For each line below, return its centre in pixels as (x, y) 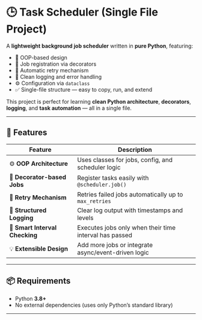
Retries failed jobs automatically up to (130, 194)
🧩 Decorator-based (38, 177)
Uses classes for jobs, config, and (125, 160)
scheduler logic (99, 167)
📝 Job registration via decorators (56, 64)
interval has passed (105, 235)
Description (135, 149)
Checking (23, 235)
